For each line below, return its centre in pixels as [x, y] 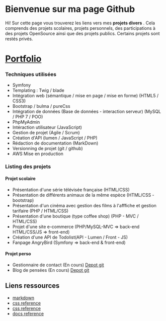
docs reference [28, 314]
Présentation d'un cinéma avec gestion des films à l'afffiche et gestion [84, 205]
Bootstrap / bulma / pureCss [41, 106]
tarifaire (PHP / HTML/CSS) [40, 211]
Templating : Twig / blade [38, 90]
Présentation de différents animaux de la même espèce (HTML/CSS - [83, 195]
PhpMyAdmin [26, 122]
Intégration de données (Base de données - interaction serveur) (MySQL [87, 112]
